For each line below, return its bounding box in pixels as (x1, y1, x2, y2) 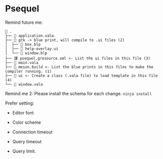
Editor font (12, 109, 34, 115)
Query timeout (12, 138, 42, 144)
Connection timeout (12, 129, 53, 135)
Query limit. (12, 148, 36, 154)
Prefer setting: (5, 100, 35, 106)
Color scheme (12, 119, 41, 125)
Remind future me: (5, 19, 43, 25)
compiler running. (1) (5, 69, 52, 74)
